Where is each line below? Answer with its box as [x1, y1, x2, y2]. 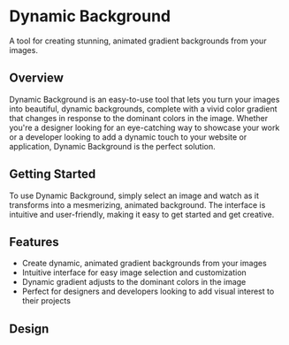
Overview [9, 71, 65, 86]
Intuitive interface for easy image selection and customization [21, 267, 247, 278]
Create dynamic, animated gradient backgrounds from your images [21, 258, 267, 269]
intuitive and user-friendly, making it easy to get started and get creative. [9, 209, 275, 219]
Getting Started [9, 166, 96, 182]
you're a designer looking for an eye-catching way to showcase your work [9, 122, 280, 133]
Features [9, 234, 59, 249]
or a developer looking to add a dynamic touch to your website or [9, 131, 247, 142]
